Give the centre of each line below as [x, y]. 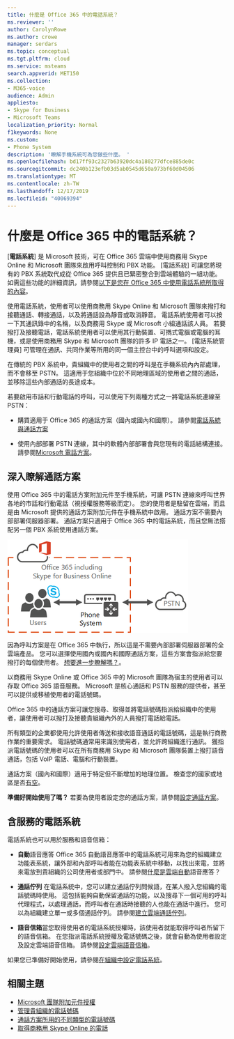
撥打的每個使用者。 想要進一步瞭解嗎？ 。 [66, 663]
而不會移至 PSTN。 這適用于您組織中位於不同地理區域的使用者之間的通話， [115, 374]
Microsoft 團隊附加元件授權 [56, 1002]
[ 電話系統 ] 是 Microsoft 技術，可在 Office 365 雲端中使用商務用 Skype [107, 256]
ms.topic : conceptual [39, 52]
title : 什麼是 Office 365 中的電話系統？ [63, 15]
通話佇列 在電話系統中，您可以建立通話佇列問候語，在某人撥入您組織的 [119, 887]
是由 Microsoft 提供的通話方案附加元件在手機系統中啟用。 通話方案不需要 [112, 512]
